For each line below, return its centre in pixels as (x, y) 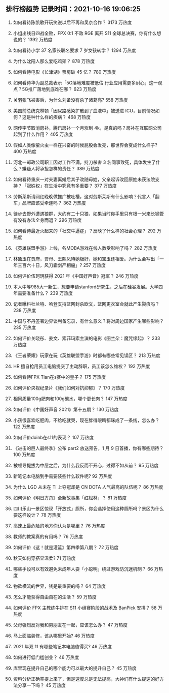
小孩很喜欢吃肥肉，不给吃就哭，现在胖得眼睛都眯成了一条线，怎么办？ (86, 420)
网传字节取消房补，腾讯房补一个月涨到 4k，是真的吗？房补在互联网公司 (87, 128)
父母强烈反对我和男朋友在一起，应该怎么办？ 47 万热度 (70, 625)
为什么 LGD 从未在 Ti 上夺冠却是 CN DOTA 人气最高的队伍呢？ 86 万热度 (88, 487)
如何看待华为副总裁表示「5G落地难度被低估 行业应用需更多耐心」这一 (86, 82)
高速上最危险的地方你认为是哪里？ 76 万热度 (59, 526)
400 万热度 (25, 151)
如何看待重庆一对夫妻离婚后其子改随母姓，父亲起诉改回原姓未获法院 (84, 179)
